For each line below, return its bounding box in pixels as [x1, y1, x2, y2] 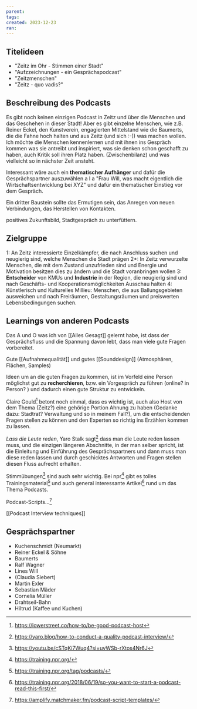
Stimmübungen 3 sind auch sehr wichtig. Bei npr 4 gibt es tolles [6, 471, 157, 479]
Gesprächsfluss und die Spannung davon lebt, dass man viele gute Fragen [6, 338, 186, 345]
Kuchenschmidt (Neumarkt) [14, 542, 82, 549]
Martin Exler [14, 580, 44, 587]
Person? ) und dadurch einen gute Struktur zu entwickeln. [6, 385, 145, 392]
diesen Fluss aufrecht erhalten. [6, 460, 81, 467]
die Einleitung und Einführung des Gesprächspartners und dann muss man [6, 448, 186, 455]
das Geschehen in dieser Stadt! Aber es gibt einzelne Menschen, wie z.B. [6, 120, 184, 127]
